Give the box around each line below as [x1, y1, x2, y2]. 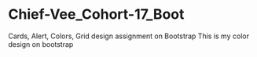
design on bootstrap [8, 39, 74, 48]
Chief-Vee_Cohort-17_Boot [8, 5, 185, 23]
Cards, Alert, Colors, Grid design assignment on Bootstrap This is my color [8, 31, 250, 41]
